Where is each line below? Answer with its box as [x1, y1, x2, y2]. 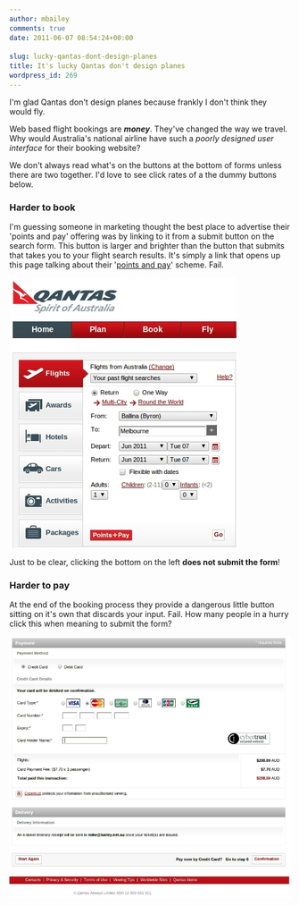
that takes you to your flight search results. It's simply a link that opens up [9, 250, 281, 261]
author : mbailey [9, 14, 70, 23]
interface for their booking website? [9, 142, 141, 153]
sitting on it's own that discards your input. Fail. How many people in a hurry [9, 609, 289, 620]
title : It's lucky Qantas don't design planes [9, 62, 186, 71]
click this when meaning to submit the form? [9, 618, 172, 630]
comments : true [9, 23, 66, 33]
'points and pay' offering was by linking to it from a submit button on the [9, 231, 275, 241]
